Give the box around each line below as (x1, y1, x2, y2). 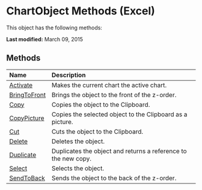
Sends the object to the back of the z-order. (51, 174, 177, 182)
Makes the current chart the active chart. (51, 81, 167, 89)
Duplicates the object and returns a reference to (51, 147, 188, 155)
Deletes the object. (51, 137, 105, 145)
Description (51, 71, 86, 79)
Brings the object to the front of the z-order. (51, 91, 177, 99)
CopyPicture (9, 114, 44, 122)
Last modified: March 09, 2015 (6, 35, 83, 43)
